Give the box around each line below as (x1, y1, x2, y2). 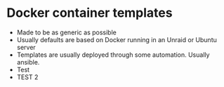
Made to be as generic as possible (16, 28, 117, 36)
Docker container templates (6, 5, 173, 21)
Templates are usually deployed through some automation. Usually (16, 51, 210, 59)
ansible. (16, 58, 40, 66)
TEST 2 (16, 72, 39, 81)
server (16, 43, 36, 51)
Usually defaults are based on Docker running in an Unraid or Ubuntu (16, 35, 217, 43)
